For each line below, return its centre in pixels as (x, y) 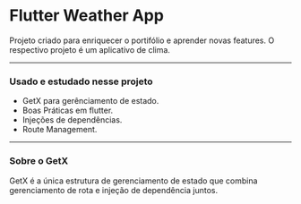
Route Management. (60, 130)
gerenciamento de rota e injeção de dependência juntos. (113, 190)
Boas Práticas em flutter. (68, 110)
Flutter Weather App (86, 16)
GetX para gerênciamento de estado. (90, 101)
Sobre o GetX (39, 161)
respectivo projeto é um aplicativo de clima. (90, 49)
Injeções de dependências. (72, 120)
